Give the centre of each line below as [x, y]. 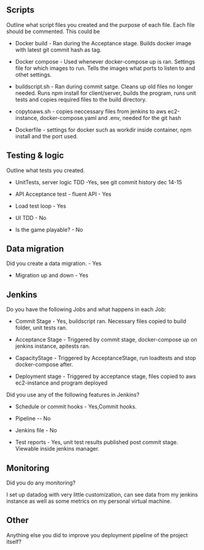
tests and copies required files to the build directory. [81, 99]
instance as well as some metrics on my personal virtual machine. [89, 501]
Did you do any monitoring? [41, 483]
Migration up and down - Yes [52, 276]
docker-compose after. [44, 364]
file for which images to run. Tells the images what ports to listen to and [105, 68]
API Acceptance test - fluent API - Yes [63, 194]
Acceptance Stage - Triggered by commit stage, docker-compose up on [106, 340]
